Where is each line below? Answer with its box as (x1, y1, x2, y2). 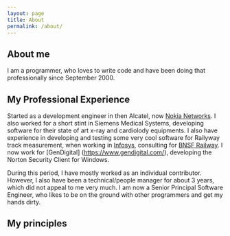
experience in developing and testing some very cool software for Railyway (7, 134, 220, 141)
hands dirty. (7, 198, 41, 206)
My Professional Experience (7, 93, 130, 105)
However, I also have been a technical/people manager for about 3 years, (7, 176, 215, 184)
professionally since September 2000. (7, 73, 115, 82)
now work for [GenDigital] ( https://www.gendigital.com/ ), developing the (7, 148, 212, 156)
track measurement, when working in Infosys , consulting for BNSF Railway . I (7, 141, 223, 149)
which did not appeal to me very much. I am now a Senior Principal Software (7, 183, 223, 191)
